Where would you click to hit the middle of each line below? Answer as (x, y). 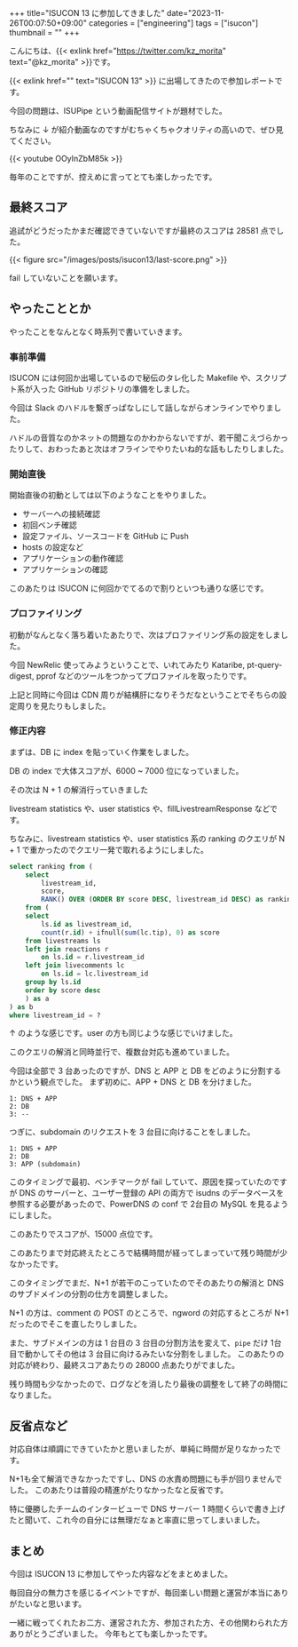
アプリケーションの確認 (65, 569)
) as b (21, 1006)
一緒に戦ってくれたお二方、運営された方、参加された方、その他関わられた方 (149, 1623)
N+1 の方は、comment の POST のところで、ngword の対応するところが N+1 (149, 1313)
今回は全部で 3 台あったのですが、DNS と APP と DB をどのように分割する (145, 1071)
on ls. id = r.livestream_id (93, 958)
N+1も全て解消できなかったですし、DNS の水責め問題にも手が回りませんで (145, 1479)
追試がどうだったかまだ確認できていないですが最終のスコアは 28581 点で (143, 230)
